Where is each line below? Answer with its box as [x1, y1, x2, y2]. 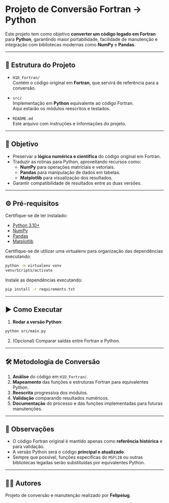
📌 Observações [5, 424, 54, 434]
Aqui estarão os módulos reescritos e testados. [12, 105, 111, 111]
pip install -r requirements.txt [5, 287, 75, 292]
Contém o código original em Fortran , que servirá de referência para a [12, 80, 159, 86]
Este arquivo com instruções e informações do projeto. [12, 120, 127, 126]
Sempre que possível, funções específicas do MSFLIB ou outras [12, 454, 143, 460]
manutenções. [12, 405, 43, 411]
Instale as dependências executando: [5, 277, 83, 283]
